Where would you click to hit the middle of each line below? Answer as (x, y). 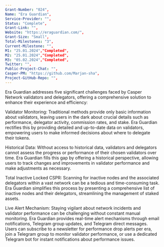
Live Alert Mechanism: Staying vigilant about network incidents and (73, 208)
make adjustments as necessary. (38, 168)
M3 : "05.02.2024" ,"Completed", (37, 60)
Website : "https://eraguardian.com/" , (45, 32)
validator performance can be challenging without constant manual (73, 213)
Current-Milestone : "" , (29, 46)
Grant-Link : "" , (22, 28)
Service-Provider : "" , (28, 19)
